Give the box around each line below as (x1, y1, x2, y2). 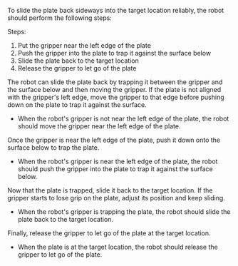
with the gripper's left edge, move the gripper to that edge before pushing (7, 93, 224, 101)
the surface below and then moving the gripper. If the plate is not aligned (7, 86, 222, 93)
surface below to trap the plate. (7, 143, 100, 152)
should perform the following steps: (7, 14, 113, 22)
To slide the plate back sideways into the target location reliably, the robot (7, 6, 224, 14)
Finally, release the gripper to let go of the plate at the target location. (7, 229, 212, 237)
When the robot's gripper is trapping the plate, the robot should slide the (17, 208, 231, 216)
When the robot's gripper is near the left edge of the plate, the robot (17, 157, 218, 165)
